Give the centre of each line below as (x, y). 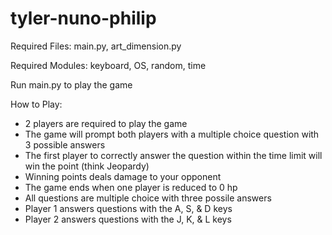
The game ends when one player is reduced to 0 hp (131, 187)
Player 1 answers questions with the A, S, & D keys (128, 208)
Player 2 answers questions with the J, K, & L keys (128, 219)
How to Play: (36, 104)
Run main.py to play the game (71, 84)
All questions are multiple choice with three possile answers (148, 198)
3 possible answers (65, 144)
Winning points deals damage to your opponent (123, 176)
